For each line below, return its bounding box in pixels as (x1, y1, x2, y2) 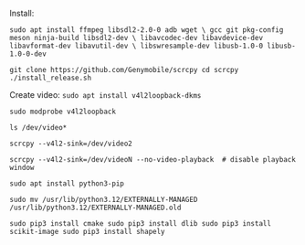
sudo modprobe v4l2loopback (9, 107, 117, 116)
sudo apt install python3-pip (9, 179, 125, 188)
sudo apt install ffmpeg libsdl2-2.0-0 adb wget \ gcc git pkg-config (9, 26, 284, 35)
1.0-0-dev (9, 49, 47, 59)
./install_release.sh (9, 73, 92, 82)
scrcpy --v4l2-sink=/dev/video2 (9, 139, 132, 148)
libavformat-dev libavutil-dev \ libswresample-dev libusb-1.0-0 (9, 41, 263, 50)
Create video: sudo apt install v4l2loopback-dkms (9, 90, 202, 100)
